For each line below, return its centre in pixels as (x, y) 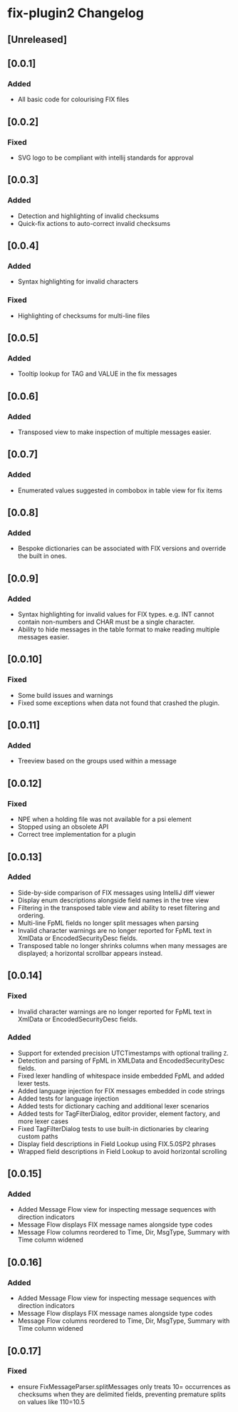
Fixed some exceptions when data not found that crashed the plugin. (119, 703)
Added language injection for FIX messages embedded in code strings (121, 1091)
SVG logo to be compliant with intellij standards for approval (105, 158)
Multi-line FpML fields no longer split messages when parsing (108, 923)
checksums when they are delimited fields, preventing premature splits (121, 1394)
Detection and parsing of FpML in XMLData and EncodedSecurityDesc (121, 1061)
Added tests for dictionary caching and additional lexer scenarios (113, 1106)
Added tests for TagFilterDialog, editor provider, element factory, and (119, 1113)
